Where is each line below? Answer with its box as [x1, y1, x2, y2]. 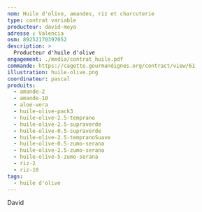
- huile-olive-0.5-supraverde [13, 127, 101, 134]
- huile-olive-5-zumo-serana [13, 153, 99, 161]
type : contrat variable [7, 17, 77, 24]
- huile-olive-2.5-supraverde [13, 120, 101, 128]
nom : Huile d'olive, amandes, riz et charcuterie [7, 10, 155, 17]
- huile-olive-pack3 [13, 108, 73, 115]
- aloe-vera [13, 101, 49, 108]
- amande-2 [13, 88, 45, 95]
